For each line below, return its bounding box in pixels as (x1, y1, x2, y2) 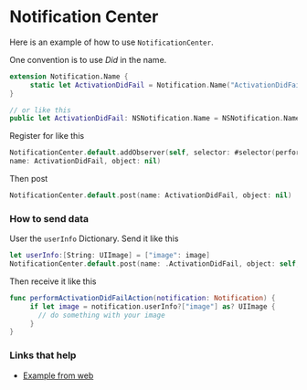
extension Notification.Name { (9, 71, 129, 81)
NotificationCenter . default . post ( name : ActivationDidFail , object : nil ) (9, 191, 292, 200)
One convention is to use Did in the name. (9, 54, 167, 65)
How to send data (9, 212, 90, 225)
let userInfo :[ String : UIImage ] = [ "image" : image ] (9, 251, 210, 260)
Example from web (22, 370, 94, 381)
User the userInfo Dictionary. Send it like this (9, 233, 179, 244)
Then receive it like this (9, 276, 97, 287)
